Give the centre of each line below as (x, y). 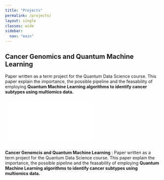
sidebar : (14, 31)
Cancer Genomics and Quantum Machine (69, 57)
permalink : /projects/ (28, 15)
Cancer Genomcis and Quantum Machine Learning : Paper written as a (78, 153)
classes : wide (20, 26)
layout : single (21, 21)
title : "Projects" (24, 10)
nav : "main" (22, 36)
